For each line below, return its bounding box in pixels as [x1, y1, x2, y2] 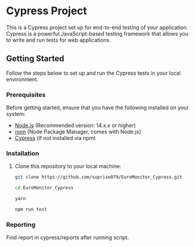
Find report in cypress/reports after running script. [6, 234, 129, 241]
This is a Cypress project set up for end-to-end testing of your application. [6, 24, 188, 31]
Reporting [6, 220, 36, 229]
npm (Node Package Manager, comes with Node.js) [14, 128, 141, 135]
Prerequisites [6, 90, 46, 99]
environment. [6, 75, 39, 83]
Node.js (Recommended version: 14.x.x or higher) [14, 122, 136, 129]
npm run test [14, 206, 47, 212]
